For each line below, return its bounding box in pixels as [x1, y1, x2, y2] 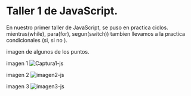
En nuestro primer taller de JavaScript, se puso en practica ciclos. [6, 24, 168, 31]
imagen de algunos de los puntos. [6, 48, 90, 55]
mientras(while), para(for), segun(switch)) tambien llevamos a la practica [6, 30, 186, 37]
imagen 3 [6, 82, 30, 90]
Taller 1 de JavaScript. [6, 4, 118, 18]
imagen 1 [6, 60, 29, 67]
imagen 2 [6, 71, 30, 78]
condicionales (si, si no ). [6, 36, 67, 44]
